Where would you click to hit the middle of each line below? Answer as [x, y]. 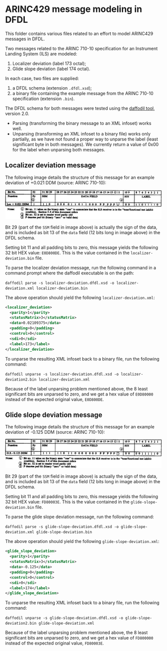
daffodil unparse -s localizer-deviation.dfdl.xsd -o [62, 374]
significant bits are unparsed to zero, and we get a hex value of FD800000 [79, 638]
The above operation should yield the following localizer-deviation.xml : [80, 297]
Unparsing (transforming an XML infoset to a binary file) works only [81, 133]
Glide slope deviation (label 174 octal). [51, 69]
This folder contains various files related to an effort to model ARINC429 [79, 33]
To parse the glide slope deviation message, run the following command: [80, 517]
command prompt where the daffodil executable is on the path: [70, 273]
